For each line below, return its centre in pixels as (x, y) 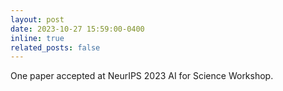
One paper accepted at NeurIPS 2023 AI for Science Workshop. (142, 76)
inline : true (37, 38)
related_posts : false (55, 47)
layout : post (37, 19)
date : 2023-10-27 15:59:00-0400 (77, 29)
